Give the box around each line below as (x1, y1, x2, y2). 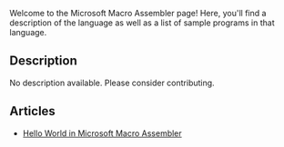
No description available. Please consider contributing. (9, 77, 216, 88)
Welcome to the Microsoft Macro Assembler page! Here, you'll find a (9, 8, 267, 18)
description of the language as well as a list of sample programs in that (9, 17, 275, 28)
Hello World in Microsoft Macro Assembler (22, 127, 182, 139)
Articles (9, 103, 56, 119)
